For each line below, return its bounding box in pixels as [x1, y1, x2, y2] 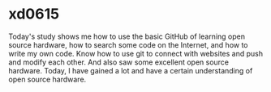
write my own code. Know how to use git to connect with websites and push [8, 48, 264, 58]
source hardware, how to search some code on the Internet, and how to [8, 40, 249, 49]
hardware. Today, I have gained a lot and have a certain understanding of [8, 65, 253, 75]
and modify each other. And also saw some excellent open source [8, 57, 230, 67]
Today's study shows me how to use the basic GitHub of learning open [8, 31, 246, 41]
